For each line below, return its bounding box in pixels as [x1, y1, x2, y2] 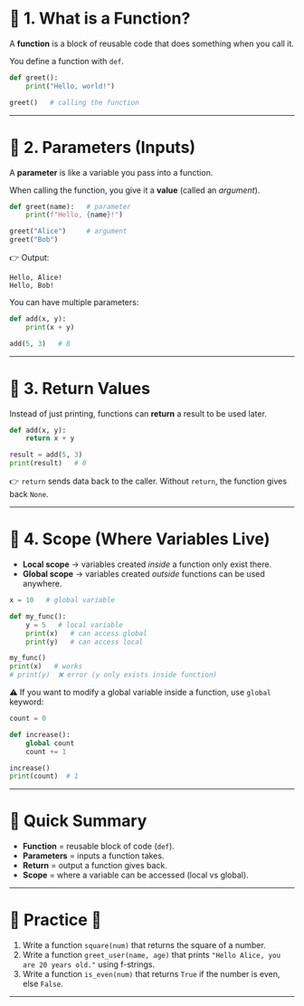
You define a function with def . [9, 55, 124, 66]
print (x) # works [9, 662, 83, 671]
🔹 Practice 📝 [9, 910, 102, 931]
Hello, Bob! [9, 281, 54, 290]
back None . [9, 489, 49, 500]
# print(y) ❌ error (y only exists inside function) [9, 670, 217, 680]
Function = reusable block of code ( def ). [22, 841, 175, 852]
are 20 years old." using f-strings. [22, 959, 156, 970]
